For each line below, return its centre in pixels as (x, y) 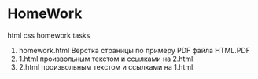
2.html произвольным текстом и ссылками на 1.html (106, 66)
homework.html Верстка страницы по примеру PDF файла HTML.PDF (135, 50)
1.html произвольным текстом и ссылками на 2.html (106, 59)
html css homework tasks (49, 35)
